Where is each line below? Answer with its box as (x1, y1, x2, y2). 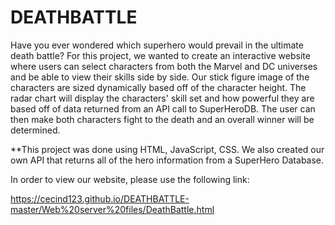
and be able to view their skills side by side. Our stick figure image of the (10, 71, 310, 83)
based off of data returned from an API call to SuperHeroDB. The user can (10, 102, 316, 115)
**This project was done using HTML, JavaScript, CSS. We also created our (10, 143, 325, 155)
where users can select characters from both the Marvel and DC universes (10, 60, 318, 72)
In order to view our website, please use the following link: (10, 173, 250, 185)
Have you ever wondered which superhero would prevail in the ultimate (10, 39, 304, 51)
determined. (10, 124, 61, 136)
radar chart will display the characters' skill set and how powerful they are (10, 92, 315, 104)
